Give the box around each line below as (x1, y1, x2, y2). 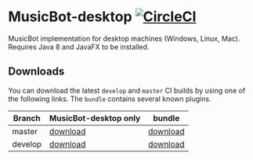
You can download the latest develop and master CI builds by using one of (8, 85, 246, 95)
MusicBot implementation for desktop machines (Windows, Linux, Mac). (8, 34, 240, 43)
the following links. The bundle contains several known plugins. (8, 94, 211, 104)
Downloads (8, 65, 65, 78)
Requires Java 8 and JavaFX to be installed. (8, 42, 150, 51)
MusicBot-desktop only (49, 112, 141, 123)
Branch (13, 112, 41, 123)
